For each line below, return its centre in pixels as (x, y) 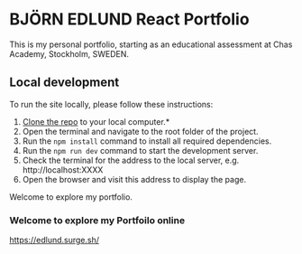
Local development (64, 83)
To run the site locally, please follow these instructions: (111, 104)
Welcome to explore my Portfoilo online (97, 220)
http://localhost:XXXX (63, 169)
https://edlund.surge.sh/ (55, 240)
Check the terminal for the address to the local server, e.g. (131, 160)
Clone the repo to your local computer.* (96, 121)
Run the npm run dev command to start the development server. (140, 150)
